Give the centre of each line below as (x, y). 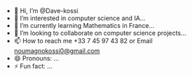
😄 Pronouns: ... (36, 58)
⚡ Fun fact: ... (33, 66)
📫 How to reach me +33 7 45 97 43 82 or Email (83, 41)
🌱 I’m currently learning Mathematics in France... (84, 25)
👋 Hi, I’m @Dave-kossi (46, 11)
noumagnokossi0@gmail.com (57, 51)
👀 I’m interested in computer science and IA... (80, 18)
